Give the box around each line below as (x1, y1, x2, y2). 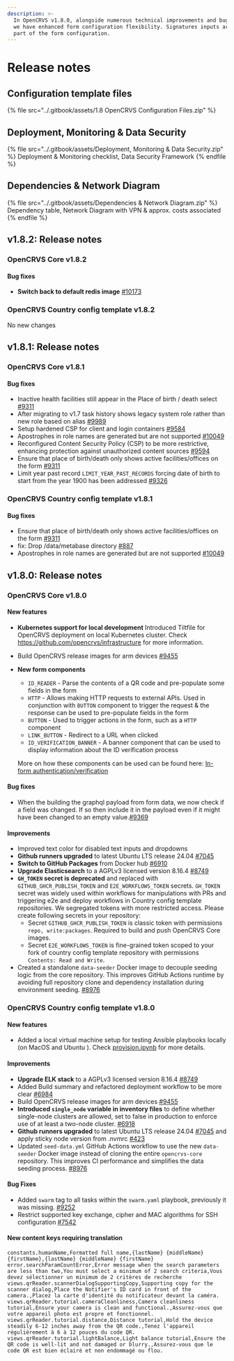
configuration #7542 (17, 1218, 77, 1226)
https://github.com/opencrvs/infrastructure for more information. (17, 638, 204, 647)
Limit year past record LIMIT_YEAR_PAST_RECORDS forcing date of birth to (17, 469, 221, 477)
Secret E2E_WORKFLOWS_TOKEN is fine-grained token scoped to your (27, 941, 214, 949)
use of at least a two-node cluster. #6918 (17, 1119, 136, 1128)
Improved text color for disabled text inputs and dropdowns (17, 844, 188, 853)
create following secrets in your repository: (17, 912, 141, 920)
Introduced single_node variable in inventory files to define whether (17, 1104, 215, 1113)
